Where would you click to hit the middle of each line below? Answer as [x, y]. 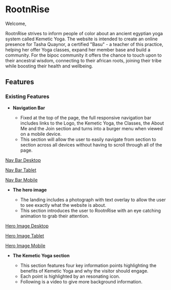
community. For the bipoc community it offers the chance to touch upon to [83, 55]
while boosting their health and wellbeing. [49, 66]
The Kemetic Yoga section [41, 255]
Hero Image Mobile [26, 246]
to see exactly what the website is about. [63, 205]
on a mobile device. [41, 134]
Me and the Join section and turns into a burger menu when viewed [91, 128]
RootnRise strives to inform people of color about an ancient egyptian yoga [84, 33]
